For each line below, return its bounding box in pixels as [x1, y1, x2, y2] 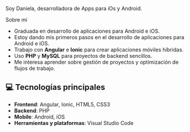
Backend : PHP [14, 107, 50, 114]
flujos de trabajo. [14, 65, 55, 72]
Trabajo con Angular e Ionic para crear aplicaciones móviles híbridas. [14, 46, 184, 53]
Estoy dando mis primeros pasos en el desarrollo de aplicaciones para [14, 34, 185, 40]
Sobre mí [5, 16, 28, 23]
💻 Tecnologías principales [5, 82, 105, 92]
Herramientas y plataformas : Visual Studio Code [14, 119, 134, 126]
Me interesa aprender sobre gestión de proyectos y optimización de [14, 58, 179, 65]
